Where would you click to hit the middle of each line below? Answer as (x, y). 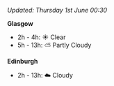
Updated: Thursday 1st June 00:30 (57, 10)
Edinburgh (23, 61)
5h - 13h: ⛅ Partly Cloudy (54, 45)
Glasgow (20, 23)
